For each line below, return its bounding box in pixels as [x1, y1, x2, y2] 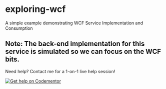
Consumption [5, 25, 33, 31]
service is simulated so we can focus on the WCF [5, 47, 161, 56]
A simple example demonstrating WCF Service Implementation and [5, 20, 143, 26]
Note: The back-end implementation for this [5, 40, 145, 48]
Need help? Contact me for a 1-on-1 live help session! [5, 68, 115, 74]
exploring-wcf [5, 3, 66, 15]
